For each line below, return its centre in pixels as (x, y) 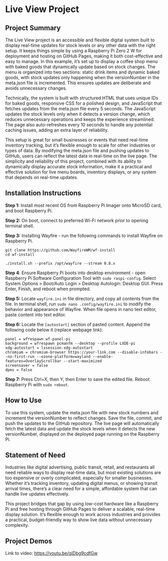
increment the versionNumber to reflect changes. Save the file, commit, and (83, 418)
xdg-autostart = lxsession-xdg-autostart (49, 348)
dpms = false (19, 370)
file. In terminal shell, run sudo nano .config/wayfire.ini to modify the (78, 304)
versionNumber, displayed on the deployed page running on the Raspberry (82, 434)
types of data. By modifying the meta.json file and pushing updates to (77, 150)
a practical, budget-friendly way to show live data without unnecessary (79, 520)
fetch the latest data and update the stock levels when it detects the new (80, 428)
